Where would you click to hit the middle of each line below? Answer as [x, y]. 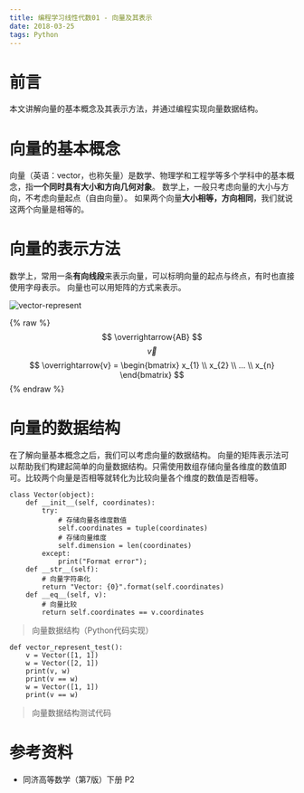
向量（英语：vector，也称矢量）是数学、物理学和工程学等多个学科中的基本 [148, 175]
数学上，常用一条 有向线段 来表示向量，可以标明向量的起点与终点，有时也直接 [152, 276]
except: [56, 554]
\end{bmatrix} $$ [152, 375]
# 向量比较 [60, 605]
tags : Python [34, 34]
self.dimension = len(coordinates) [125, 546]
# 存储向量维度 [82, 538]
